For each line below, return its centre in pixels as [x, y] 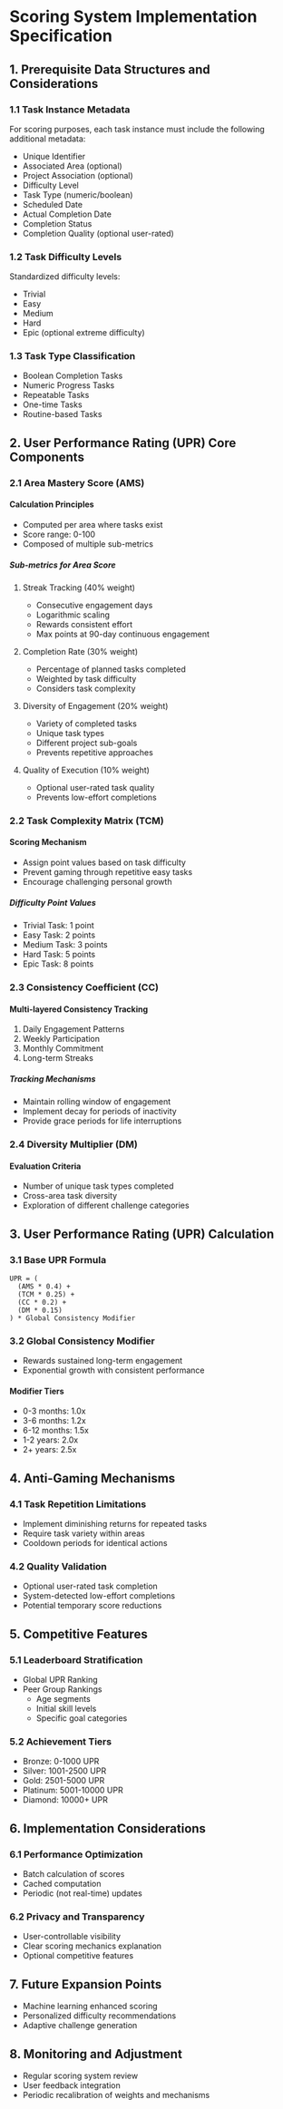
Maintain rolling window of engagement [97, 1102]
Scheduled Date [53, 204]
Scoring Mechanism [49, 842]
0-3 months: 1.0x [54, 1411]
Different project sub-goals [87, 743]
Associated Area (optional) [72, 166]
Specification [61, 36]
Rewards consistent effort [84, 624]
